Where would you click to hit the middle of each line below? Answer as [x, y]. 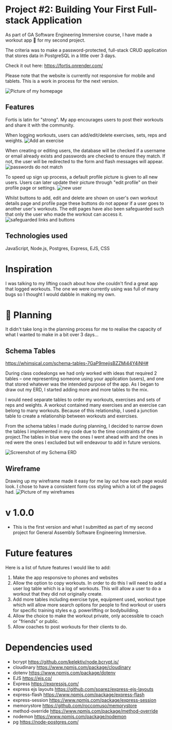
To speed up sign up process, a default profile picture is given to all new [82, 177]
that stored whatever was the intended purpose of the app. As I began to [82, 384]
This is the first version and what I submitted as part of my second [83, 527]
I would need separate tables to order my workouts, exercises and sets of [83, 399]
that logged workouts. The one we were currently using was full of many [82, 289]
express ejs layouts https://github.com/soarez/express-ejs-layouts [83, 689]
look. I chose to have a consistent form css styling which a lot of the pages [84, 486]
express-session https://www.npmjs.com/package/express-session [84, 700]
